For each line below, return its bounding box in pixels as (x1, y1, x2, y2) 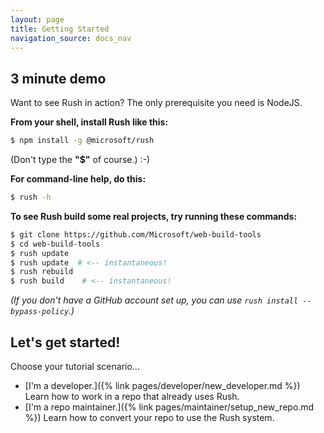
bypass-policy (10, 307, 70, 317)
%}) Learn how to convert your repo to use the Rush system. (24, 412, 275, 423)
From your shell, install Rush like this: (10, 116, 169, 128)
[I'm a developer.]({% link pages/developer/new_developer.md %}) (24, 380, 301, 391)
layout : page (10, 14, 65, 25)
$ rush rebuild (10, 267, 74, 277)
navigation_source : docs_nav (10, 33, 132, 43)
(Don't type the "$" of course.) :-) (10, 154, 151, 166)
